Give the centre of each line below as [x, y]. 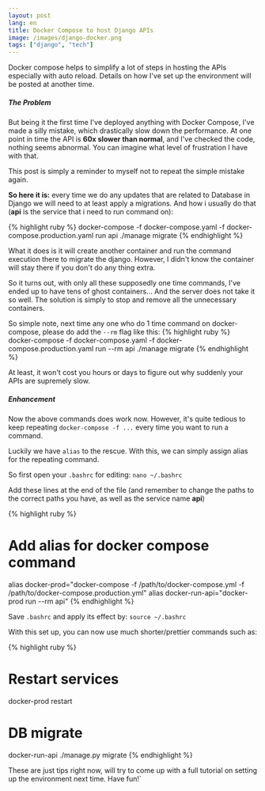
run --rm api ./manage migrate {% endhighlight [172, 349]
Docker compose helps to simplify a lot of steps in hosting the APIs [117, 67]
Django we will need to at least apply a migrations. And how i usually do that [132, 203]
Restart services [64, 679]
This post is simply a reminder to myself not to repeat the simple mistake [127, 172]
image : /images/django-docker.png [65, 38]
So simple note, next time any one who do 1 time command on [110, 324]
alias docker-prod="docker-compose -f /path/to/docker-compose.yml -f [127, 585]
